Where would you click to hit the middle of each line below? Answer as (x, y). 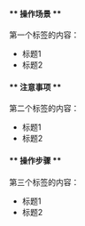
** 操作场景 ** (35, 13)
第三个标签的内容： (44, 182)
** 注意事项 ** (35, 87)
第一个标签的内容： (44, 35)
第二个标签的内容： (44, 109)
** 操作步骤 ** (35, 161)
